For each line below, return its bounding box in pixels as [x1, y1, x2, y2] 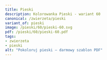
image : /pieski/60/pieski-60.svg [5, 25, 73, 30]
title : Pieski [5, 7, 34, 12]
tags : [5, 34, 16, 39]
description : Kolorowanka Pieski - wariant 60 [5, 12, 101, 16]
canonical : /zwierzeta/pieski [5, 16, 66, 21]
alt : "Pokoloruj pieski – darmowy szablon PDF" [5, 47, 103, 52]
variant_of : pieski [5, 20, 45, 26]
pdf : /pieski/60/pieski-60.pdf [5, 30, 68, 34]
